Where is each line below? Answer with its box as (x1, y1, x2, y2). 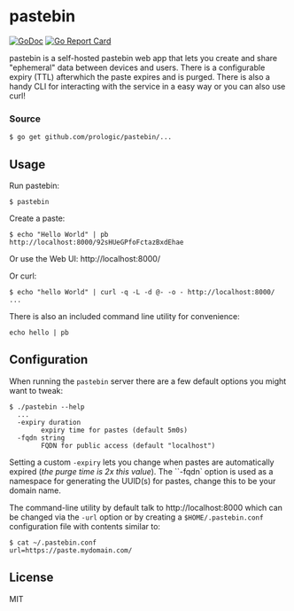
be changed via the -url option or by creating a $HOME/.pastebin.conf (9, 512, 264, 522)
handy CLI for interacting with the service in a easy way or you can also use (9, 81, 286, 91)
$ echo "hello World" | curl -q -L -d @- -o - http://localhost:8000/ (9, 288, 275, 297)
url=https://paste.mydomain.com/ (9, 545, 133, 555)
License (9, 570, 54, 585)
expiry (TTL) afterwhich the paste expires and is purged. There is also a (9, 71, 270, 82)
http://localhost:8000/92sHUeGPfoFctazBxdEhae (9, 238, 184, 247)
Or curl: (9, 270, 37, 281)
